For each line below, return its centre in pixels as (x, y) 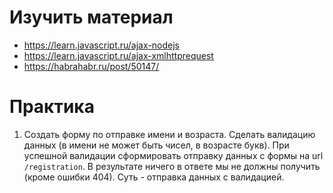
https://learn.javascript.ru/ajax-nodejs (101, 45)
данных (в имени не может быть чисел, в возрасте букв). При (156, 145)
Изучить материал (91, 17)
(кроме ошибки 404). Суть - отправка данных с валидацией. (154, 177)
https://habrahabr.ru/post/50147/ (91, 66)
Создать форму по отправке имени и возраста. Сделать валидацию (169, 134)
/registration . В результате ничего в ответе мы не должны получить (172, 166)
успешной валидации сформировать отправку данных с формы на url (173, 155)
